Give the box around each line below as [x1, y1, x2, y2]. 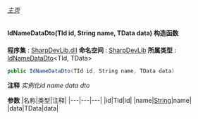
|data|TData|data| [7, 104, 59, 112]
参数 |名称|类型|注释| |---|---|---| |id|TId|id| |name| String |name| [7, 96, 192, 104]
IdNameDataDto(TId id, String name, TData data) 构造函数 [7, 29, 179, 37]
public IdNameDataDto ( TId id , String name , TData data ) [7, 67, 175, 75]
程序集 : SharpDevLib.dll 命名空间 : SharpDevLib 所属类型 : [7, 46, 177, 54]
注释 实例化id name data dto [7, 81, 90, 89]
